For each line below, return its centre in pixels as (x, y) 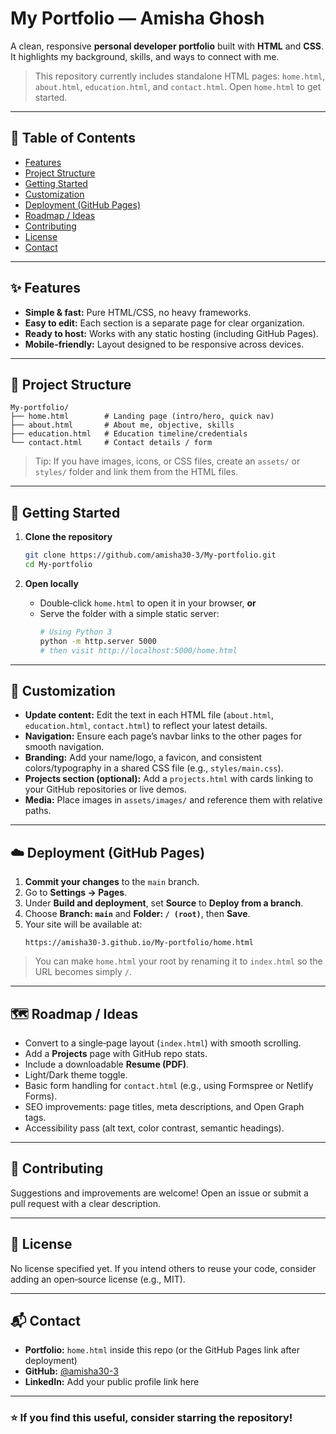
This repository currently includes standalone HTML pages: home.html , (180, 76)
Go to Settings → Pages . (76, 893)
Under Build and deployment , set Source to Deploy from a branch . (164, 903)
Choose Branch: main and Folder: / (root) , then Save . (137, 914)
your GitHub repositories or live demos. (105, 789)
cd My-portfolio (58, 565)
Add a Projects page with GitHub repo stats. (116, 1053)
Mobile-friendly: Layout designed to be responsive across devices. (164, 344)
